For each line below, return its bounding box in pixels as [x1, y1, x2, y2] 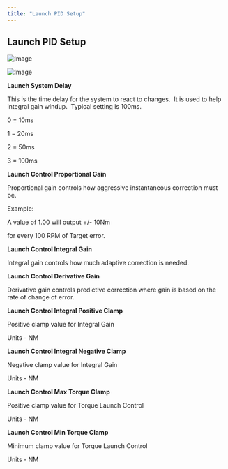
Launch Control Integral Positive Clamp [7, 306, 123, 315]
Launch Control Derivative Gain [7, 272, 100, 281]
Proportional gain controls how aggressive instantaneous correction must [7, 184, 218, 192]
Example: [7, 204, 34, 213]
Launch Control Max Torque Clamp [7, 388, 110, 396]
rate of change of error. [7, 293, 75, 301]
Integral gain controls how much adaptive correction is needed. [7, 259, 190, 267]
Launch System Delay [7, 82, 72, 90]
